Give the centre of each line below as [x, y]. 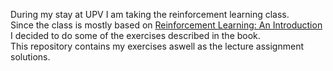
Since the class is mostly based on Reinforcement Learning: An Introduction [166, 25]
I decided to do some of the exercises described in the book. [135, 35]
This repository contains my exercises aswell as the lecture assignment [157, 46]
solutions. [30, 57]
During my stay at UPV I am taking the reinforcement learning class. [150, 14]
